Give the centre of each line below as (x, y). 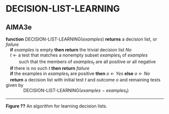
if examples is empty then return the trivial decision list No (71, 50)
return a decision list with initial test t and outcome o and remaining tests (86, 80)
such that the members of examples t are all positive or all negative (87, 62)
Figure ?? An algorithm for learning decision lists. (56, 106)
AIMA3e (19, 27)
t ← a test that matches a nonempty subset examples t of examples (79, 55)
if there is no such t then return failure (50, 68)
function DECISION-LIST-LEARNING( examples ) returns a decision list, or (81, 39)
